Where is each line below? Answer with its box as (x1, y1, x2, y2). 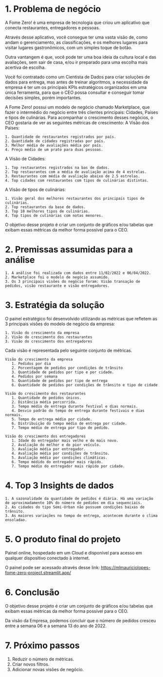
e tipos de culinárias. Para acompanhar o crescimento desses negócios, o (5, 114, 153, 120)
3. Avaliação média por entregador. (11, 446, 86, 451)
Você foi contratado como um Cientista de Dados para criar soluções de (5, 74, 150, 80)
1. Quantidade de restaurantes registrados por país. (5, 134, 117, 139)
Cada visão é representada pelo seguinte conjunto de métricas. (5, 347, 132, 353)
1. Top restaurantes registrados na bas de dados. (5, 165, 110, 170)
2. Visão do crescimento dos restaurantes (5, 335, 92, 339)
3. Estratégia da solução (5, 299, 105, 311)
